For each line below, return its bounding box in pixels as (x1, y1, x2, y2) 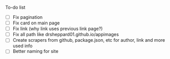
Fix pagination (12, 14, 43, 20)
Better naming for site (12, 48, 59, 54)
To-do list (5, 5, 26, 10)
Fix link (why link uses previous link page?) (12, 25, 103, 32)
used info (12, 43, 33, 49)
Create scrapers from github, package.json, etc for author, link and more (12, 37, 165, 43)
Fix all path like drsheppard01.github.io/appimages (12, 32, 119, 38)
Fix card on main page (12, 20, 60, 26)
